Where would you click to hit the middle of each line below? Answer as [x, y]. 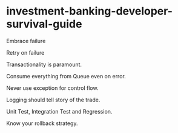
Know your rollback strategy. [42, 123]
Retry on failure [25, 52]
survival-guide [44, 24]
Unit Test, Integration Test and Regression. [59, 111]
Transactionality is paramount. [44, 64]
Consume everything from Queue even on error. [66, 76]
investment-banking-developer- [90, 11]
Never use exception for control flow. [52, 88]
